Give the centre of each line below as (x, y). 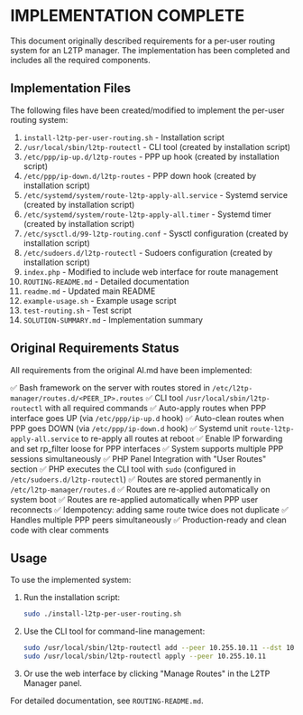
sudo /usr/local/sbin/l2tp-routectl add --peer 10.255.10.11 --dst (152, 648)
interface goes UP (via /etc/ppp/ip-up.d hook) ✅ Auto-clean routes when (147, 418)
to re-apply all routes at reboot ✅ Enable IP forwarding (182, 438)
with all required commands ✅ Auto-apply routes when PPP (156, 408)
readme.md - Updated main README (89, 291)
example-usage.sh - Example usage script (100, 300)
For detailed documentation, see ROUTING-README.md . (107, 701)
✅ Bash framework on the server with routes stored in (110, 387)
